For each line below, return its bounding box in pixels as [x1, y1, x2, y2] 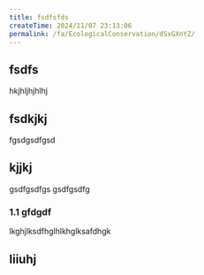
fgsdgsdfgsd [9, 134, 56, 145]
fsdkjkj [9, 111, 48, 126]
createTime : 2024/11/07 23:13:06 [9, 21, 132, 30]
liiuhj [9, 251, 37, 266]
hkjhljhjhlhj [9, 86, 49, 96]
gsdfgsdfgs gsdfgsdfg [9, 183, 90, 195]
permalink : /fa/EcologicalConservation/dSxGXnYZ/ [9, 29, 196, 38]
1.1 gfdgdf [9, 205, 51, 218]
